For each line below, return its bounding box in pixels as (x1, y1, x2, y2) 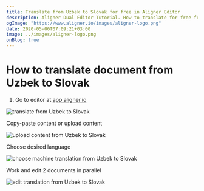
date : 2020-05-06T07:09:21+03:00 (6, 25, 91, 32)
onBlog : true (6, 37, 39, 43)
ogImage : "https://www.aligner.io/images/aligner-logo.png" (6, 20, 162, 26)
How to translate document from (6, 63, 174, 77)
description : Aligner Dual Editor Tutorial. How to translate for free (6, 15, 191, 21)
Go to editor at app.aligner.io (15, 96, 87, 103)
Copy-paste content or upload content (6, 119, 103, 127)
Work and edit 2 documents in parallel (6, 166, 101, 173)
